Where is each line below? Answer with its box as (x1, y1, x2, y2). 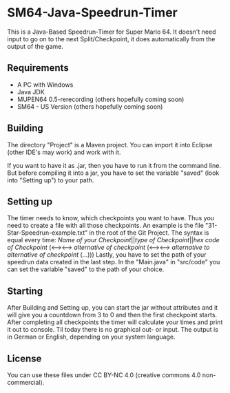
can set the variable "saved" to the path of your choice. (7, 265, 165, 273)
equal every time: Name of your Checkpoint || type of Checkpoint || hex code (7, 236, 220, 244)
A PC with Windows (17, 81, 74, 89)
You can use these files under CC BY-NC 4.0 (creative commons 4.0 (7, 371, 201, 379)
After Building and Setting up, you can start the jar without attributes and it (7, 304, 218, 312)
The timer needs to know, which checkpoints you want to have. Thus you (7, 214, 215, 222)
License (7, 352, 42, 364)
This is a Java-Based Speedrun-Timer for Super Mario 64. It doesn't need (7, 28, 216, 36)
